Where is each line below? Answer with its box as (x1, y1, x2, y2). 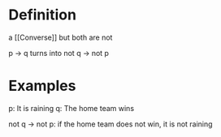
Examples (8, 77, 76, 95)
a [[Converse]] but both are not (8, 32, 113, 42)
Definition (8, 6, 77, 24)
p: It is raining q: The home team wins (8, 103, 135, 113)
